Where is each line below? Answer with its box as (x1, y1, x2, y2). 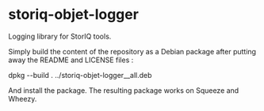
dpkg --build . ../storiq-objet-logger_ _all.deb (8, 70, 152, 80)
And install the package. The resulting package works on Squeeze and (8, 85, 239, 95)
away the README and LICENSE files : (8, 55, 134, 65)
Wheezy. (8, 94, 37, 103)
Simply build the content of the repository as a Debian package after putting (8, 46, 256, 56)
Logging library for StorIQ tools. (8, 31, 112, 41)
